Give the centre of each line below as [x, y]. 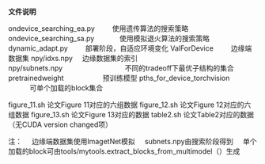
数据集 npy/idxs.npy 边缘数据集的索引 [73, 58]
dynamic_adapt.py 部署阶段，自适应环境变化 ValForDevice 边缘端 [130, 48]
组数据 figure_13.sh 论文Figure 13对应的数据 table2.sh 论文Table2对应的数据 [131, 114]
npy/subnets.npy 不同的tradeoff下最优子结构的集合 [121, 68]
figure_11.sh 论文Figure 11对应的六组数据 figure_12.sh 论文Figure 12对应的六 [130, 105]
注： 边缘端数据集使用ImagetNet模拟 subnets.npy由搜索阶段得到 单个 [132, 141]
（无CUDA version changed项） [61, 124]
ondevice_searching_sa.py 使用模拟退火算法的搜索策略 [109, 38]
